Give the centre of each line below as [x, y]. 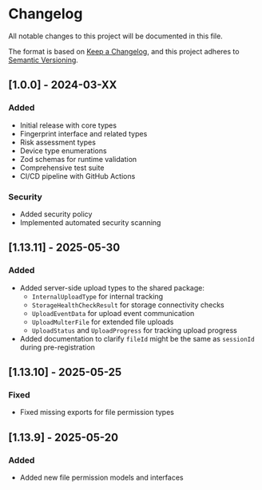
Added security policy [56, 214]
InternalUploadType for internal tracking [97, 296]
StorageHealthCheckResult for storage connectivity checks [128, 305]
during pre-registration [58, 347]
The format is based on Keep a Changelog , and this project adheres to [124, 51]
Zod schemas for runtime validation [78, 159]
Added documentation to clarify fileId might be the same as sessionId [137, 338]
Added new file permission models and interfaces [101, 477]
